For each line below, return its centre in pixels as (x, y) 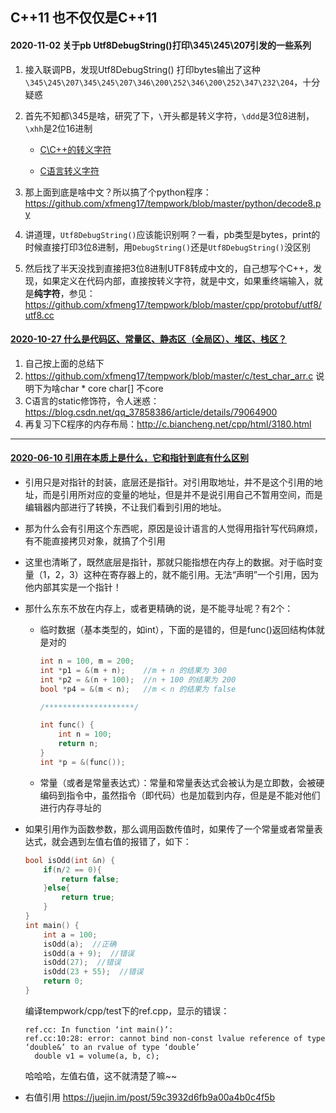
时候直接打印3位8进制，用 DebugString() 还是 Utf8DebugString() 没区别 (167, 247)
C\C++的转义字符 (75, 149)
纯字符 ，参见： (64, 293)
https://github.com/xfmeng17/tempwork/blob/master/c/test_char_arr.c (169, 375)
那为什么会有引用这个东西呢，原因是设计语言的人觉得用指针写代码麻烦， (173, 528)
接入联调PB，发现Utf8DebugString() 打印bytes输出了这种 (142, 69)
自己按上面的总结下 (64, 363)
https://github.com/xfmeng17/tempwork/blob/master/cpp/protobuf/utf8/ (173, 304)
